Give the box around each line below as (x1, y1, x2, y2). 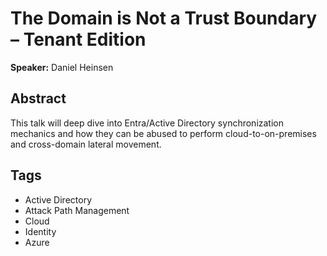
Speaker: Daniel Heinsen (10, 61, 114, 73)
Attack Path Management (24, 204, 130, 216)
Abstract (10, 90, 67, 107)
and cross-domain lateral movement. (10, 138, 162, 150)
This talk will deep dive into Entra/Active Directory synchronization (10, 117, 285, 129)
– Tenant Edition (10, 28, 147, 51)
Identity (24, 225, 57, 237)
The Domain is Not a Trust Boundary (10, 7, 318, 30)
